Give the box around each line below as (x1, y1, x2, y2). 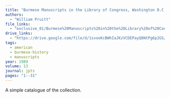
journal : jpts (5, 69, 35, 74)
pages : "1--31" (5, 73, 37, 78)
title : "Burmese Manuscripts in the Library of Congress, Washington (5, 7, 155, 13)
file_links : (5, 21, 30, 27)
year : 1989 (5, 59, 28, 64)
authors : (5, 12, 24, 17)
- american (10, 45, 33, 50)
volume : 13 (5, 64, 28, 69)
